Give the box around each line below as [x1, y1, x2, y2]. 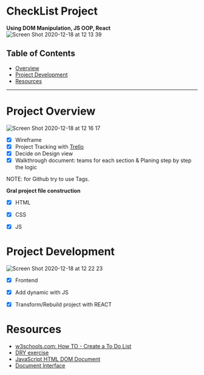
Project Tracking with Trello [15, 143, 84, 150]
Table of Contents [6, 49, 76, 59]
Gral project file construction [6, 187, 81, 194]
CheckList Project [6, 4, 98, 18]
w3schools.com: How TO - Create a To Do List [15, 343, 132, 350]
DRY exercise [15, 349, 49, 356]
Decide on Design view [15, 150, 73, 157]
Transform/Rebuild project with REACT [15, 301, 112, 308]
